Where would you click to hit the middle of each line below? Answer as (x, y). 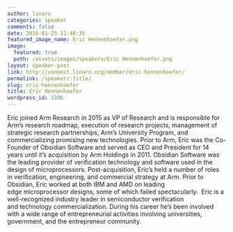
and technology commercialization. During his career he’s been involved (111, 207)
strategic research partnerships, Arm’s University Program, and (98, 132)
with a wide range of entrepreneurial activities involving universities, (105, 214)
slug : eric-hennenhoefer (43, 85)
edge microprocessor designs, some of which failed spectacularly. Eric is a (116, 192)
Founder (19, 147)
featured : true (35, 53)
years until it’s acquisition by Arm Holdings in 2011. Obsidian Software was (113, 155)
